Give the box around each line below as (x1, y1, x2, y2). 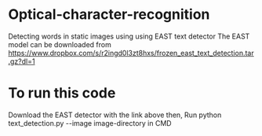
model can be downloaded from (8, 39, 111, 49)
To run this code (8, 84, 116, 102)
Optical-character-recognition (8, 6, 210, 24)
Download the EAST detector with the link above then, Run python (8, 110, 222, 119)
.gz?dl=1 (8, 57, 35, 66)
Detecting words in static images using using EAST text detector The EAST (8, 31, 250, 41)
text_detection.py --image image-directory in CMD (8, 118, 172, 127)
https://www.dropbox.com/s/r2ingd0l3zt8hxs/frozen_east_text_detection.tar (8, 48, 254, 57)
